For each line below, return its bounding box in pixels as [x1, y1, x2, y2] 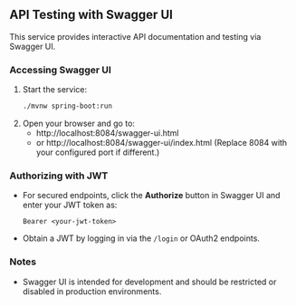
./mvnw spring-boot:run [22, 101, 113, 111]
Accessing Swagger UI [9, 63, 111, 76]
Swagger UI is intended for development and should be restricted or [22, 276, 277, 287]
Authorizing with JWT [9, 169, 109, 182]
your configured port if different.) [35, 147, 160, 158]
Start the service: [22, 84, 88, 95]
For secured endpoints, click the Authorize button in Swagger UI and [22, 190, 281, 201]
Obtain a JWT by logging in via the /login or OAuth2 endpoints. [22, 233, 261, 244]
